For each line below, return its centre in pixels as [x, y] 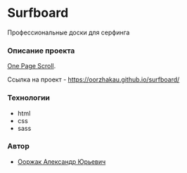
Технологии [29, 98]
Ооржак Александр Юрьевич [62, 161]
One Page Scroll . [32, 66]
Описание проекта [41, 51]
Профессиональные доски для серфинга [69, 32]
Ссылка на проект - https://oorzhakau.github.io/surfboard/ [93, 79]
